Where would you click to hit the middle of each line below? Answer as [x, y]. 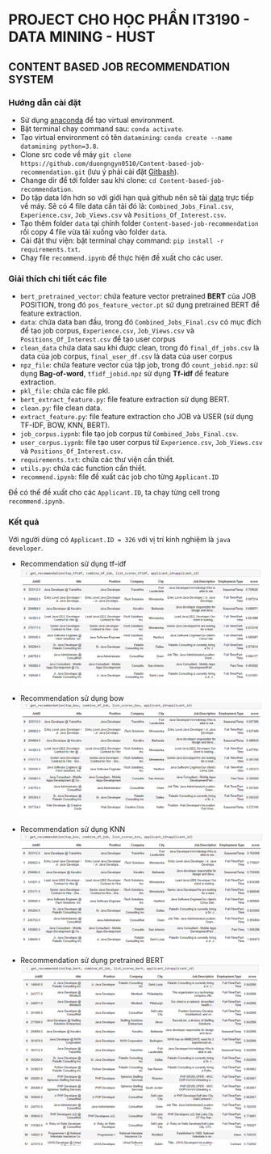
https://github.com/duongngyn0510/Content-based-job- [112, 163]
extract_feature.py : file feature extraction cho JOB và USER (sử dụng [137, 417]
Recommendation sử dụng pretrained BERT [92, 961]
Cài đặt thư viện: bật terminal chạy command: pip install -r [122, 240]
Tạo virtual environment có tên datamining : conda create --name [126, 137]
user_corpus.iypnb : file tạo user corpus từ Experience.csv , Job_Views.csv [141, 443]
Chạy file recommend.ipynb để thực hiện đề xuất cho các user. [121, 257]
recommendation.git [53, 172]
